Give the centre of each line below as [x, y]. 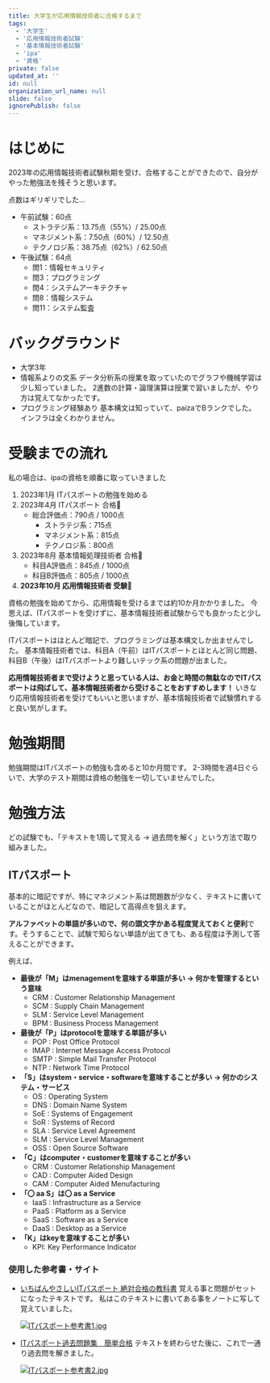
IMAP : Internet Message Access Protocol [101, 1050]
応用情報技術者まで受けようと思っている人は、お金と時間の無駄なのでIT [128, 677]
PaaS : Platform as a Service [79, 1211]
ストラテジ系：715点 [78, 525]
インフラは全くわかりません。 [69, 418]
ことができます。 [50, 943]
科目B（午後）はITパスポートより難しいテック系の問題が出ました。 [120, 660]
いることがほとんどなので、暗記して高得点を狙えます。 [100, 906]
